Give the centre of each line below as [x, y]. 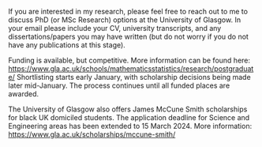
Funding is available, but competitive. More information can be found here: [129, 60]
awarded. [24, 94]
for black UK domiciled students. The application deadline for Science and [129, 117]
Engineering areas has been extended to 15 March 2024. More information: [130, 126]
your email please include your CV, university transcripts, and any [115, 28]
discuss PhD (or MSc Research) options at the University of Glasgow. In [125, 20]
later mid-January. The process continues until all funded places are [119, 85]
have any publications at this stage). [67, 45]
